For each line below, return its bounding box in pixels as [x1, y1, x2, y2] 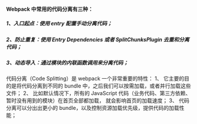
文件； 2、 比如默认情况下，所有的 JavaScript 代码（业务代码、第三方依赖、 [6, 90, 191, 97]
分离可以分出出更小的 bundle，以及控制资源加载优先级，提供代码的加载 [6, 105, 180, 112]
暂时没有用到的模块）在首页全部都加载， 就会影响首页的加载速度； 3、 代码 [6, 97, 190, 104]
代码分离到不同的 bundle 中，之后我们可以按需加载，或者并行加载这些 [21, 82, 192, 89]
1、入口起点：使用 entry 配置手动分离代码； [6, 20, 113, 27]
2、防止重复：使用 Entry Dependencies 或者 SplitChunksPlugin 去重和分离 [6, 36, 190, 43]
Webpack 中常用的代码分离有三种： [6, 5, 93, 12]
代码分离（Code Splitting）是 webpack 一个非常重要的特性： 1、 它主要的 [6, 75, 185, 82]
